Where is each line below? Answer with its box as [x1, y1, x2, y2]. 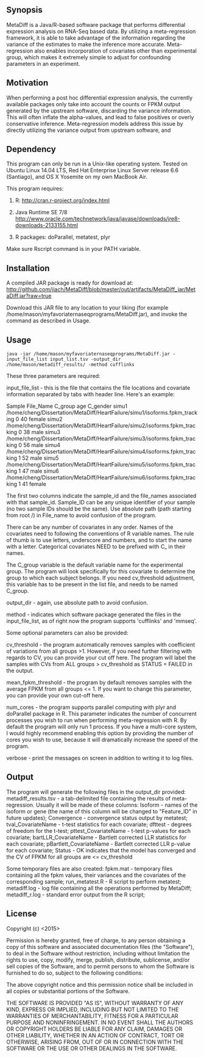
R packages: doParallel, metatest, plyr [15, 233, 111, 241]
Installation [6, 263, 50, 274]
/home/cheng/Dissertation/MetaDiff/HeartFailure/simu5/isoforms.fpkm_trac [6, 461, 196, 468]
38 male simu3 [23, 429, 61, 436]
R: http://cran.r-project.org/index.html [15, 197, 110, 204]
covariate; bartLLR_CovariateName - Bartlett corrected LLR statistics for [6, 834, 187, 841]
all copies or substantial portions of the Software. [6, 987, 130, 995]
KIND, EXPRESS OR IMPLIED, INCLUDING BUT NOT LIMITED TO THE [6, 1006, 179, 1013]
